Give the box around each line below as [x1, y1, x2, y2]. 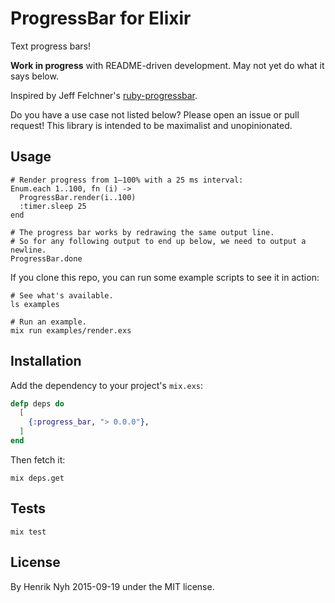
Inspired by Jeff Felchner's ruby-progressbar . [10, 89, 198, 101]
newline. [10, 245, 47, 255]
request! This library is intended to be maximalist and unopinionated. [10, 119, 293, 131]
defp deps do [10, 398, 65, 409]
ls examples [10, 299, 60, 309]
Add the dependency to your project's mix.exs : [10, 379, 204, 391]
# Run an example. [10, 317, 87, 327]
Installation [10, 353, 82, 370]
